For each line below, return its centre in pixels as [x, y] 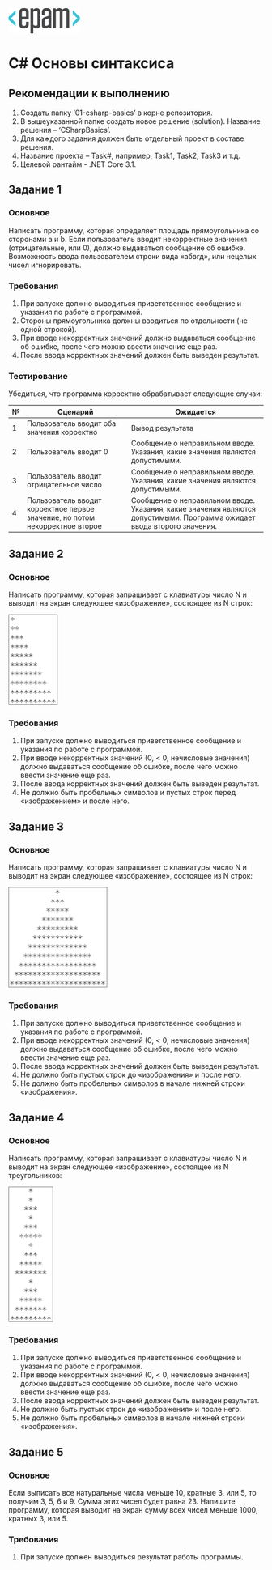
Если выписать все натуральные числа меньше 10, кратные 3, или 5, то [132, 1492]
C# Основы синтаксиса [91, 64]
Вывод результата [162, 428]
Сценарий [76, 411]
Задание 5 [36, 1452]
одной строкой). [48, 329]
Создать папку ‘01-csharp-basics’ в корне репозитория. [116, 113]
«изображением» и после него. [74, 801]
